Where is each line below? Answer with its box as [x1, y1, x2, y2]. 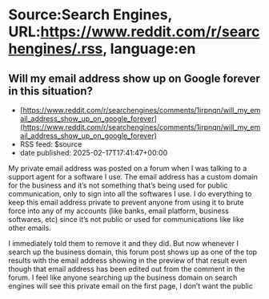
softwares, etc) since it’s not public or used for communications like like [8, 215, 244, 224]
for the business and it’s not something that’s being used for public [8, 180, 228, 190]
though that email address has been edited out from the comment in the [8, 265, 246, 273]
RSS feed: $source [19, 139, 82, 149]
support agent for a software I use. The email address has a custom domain [8, 172, 259, 181]
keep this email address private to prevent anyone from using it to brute [8, 198, 244, 207]
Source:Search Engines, [8, 6, 172, 24]
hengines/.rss [8, 40, 103, 58]
